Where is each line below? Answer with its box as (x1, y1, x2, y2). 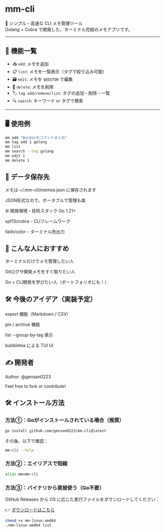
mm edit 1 (5, 153, 26, 158)
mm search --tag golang (5, 149, 54, 154)
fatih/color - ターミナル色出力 (5, 229, 65, 235)
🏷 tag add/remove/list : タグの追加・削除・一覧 (12, 90, 110, 96)
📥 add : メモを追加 (12, 60, 49, 67)
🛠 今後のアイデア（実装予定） (5, 295, 97, 303)
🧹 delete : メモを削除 (12, 84, 54, 89)
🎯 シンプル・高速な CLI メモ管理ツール (5, 20, 83, 26)
